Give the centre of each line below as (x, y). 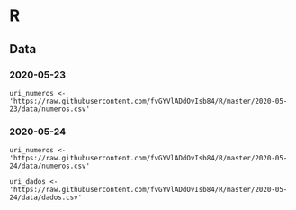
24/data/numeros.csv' (50, 166)
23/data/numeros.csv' (50, 109)
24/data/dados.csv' (46, 198)
